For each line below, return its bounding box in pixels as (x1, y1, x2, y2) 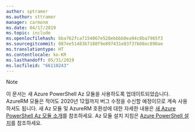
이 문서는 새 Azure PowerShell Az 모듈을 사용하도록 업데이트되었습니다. (6, 91, 170, 98)
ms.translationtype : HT (6, 47, 64, 52)
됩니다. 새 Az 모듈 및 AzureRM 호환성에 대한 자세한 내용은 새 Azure (21, 105, 176, 112)
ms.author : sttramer (6, 14, 57, 20)
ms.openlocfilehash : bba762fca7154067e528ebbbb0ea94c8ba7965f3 (6, 35, 163, 41)
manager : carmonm (6, 19, 48, 25)
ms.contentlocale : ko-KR (6, 52, 67, 58)
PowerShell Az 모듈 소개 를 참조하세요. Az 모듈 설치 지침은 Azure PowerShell (6, 112, 183, 119)
